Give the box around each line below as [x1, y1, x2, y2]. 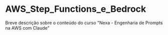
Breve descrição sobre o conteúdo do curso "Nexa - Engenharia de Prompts [5, 20, 163, 26]
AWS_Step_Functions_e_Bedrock [5, 3, 146, 15]
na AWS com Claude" [5, 25, 50, 31]
